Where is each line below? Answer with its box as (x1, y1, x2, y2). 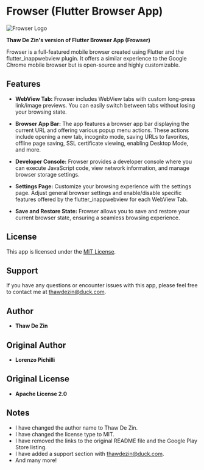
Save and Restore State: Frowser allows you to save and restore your (15, 207, 190, 215)
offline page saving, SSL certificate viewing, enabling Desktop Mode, (15, 139, 189, 147)
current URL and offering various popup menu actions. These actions (15, 127, 189, 134)
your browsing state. (15, 108, 67, 116)
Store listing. (15, 443, 47, 450)
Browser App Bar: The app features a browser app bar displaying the (15, 120, 190, 127)
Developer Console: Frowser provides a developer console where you (15, 158, 192, 165)
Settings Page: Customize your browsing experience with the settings (15, 182, 192, 190)
